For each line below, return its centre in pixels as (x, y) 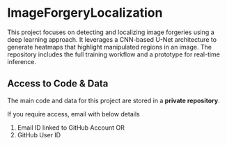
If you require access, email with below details (74, 114)
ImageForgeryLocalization (85, 13)
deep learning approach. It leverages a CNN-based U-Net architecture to (112, 39)
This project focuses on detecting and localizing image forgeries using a (111, 32)
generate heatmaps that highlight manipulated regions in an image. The (110, 47)
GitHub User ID (39, 135)
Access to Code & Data (58, 84)
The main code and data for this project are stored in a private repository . (114, 100)
